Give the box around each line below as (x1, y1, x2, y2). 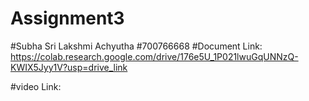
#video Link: (10, 80, 62, 92)
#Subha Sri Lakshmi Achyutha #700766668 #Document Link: (10, 40, 263, 52)
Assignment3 (10, 7, 125, 30)
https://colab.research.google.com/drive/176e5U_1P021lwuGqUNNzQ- (10, 50, 299, 62)
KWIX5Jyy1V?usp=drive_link (10, 61, 128, 73)
